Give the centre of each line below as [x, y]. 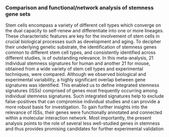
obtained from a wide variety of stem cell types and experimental [74, 69]
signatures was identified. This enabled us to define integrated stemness [82, 85]
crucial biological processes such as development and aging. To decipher [83, 42]
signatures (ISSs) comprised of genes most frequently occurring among [81, 91]
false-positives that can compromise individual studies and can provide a [83, 102]
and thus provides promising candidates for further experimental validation [85, 129]
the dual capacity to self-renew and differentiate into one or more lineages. [85, 31]
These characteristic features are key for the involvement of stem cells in [83, 36]
